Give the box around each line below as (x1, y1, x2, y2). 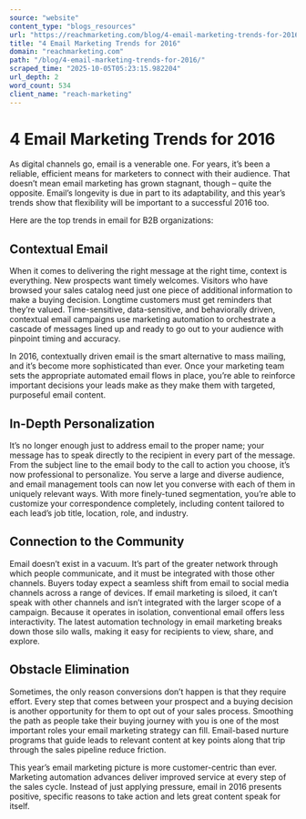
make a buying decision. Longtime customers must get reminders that (9, 295, 272, 306)
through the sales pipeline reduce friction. (9, 743, 167, 755)
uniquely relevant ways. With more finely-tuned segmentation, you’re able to (9, 489, 296, 500)
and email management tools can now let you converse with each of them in (9, 479, 296, 490)
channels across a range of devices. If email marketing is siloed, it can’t (9, 587, 278, 598)
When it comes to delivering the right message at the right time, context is (9, 266, 288, 277)
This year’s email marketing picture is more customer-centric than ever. (9, 762, 278, 773)
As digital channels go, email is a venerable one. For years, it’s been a (9, 158, 270, 169)
